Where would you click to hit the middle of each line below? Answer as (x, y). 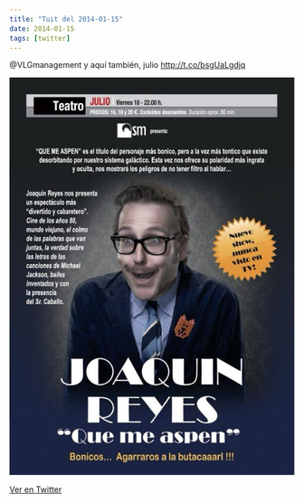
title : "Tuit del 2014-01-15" (66, 19)
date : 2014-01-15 (42, 28)
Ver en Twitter (36, 489)
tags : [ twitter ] (40, 38)
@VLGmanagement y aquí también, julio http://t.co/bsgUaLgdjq (128, 65)
